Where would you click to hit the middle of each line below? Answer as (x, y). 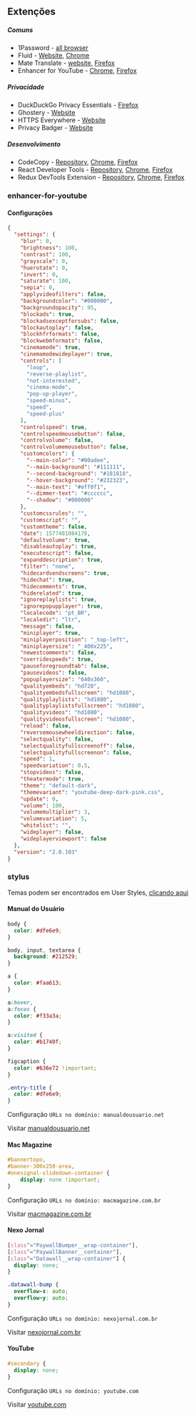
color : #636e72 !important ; (56, 1068)
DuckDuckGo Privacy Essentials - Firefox (78, 105)
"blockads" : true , (47, 314)
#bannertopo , (27, 1160)
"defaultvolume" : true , (56, 540)
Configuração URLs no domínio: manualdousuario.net (86, 1115)
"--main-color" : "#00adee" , (68, 461)
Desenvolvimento (34, 144)
